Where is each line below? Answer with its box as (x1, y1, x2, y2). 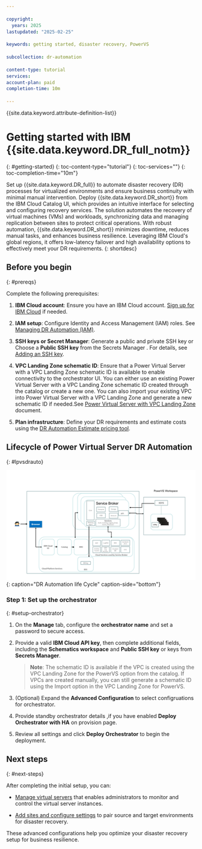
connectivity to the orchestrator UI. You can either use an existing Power (14, 374, 195, 382)
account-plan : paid (6, 79, 55, 85)
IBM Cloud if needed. (14, 308, 68, 315)
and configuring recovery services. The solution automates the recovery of (6, 206, 192, 213)
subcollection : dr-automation (6, 54, 82, 60)
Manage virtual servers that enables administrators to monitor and (14, 793, 179, 800)
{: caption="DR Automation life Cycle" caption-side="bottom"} (6, 580, 161, 588)
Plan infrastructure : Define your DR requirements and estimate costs (14, 418, 186, 425)
